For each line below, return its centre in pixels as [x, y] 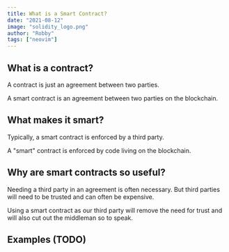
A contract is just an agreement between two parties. [84, 84]
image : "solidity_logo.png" [48, 27]
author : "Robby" [31, 33]
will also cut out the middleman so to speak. [70, 218]
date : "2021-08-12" [35, 20]
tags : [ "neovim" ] [32, 40]
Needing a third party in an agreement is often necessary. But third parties [114, 189]
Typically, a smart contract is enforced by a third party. [86, 137]
